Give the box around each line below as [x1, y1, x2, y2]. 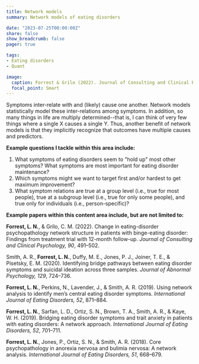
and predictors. [6, 133, 43, 140]
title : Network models [6, 8, 62, 15]
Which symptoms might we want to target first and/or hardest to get [14, 175, 181, 182]
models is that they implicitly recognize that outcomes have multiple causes [6, 126, 191, 134]
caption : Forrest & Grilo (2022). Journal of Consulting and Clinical [11, 80, 190, 86]
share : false [6, 30, 38, 36]
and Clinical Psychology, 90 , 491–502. [6, 242, 99, 249]
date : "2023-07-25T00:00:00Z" [6, 25, 81, 31]
